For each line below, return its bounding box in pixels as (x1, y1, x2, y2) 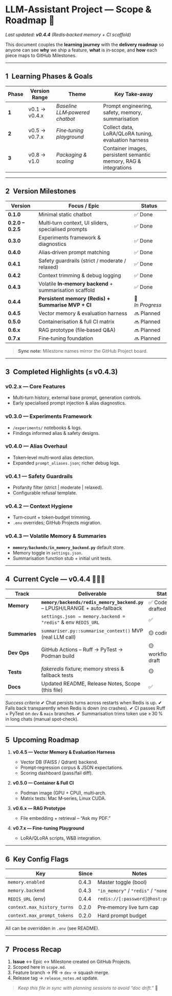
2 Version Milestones (5, 187, 76, 196)
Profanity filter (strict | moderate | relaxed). (12, 484, 103, 491)
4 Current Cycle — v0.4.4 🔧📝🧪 (5, 575, 105, 584)
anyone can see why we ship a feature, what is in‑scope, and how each (5, 47, 158, 53)
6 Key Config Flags (5, 855, 69, 864)
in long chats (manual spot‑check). (5, 716, 79, 722)
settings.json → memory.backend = (41, 614, 125, 619)
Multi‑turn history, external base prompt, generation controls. (12, 394, 142, 401)
